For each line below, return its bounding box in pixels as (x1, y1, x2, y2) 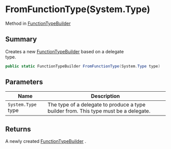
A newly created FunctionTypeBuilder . (5, 138, 87, 144)
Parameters (5, 78, 43, 87)
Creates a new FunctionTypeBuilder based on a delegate (5, 48, 124, 54)
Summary (5, 35, 37, 44)
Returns (5, 125, 32, 133)
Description (91, 93, 120, 100)
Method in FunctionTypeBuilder (5, 20, 71, 26)
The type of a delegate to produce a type (47, 101, 146, 108)
